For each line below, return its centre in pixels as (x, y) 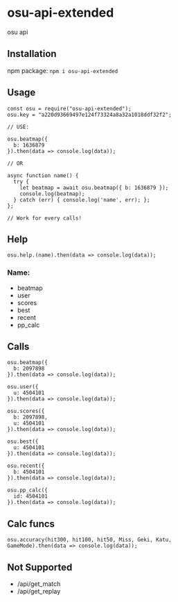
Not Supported (40, 567)
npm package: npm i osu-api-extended (63, 70)
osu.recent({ (26, 466)
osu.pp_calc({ (28, 490)
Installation (32, 54)
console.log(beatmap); (52, 194)
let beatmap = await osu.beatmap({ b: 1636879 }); (94, 188)
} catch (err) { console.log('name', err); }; (82, 200)
